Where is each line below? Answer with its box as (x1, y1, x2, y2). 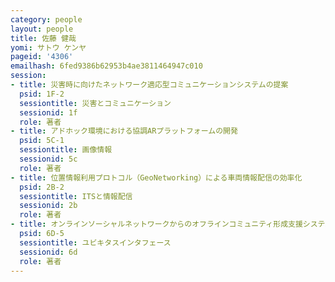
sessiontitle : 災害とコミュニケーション (19, 98, 172, 108)
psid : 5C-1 (19, 136, 65, 146)
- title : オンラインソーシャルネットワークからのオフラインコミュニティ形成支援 (10, 219, 303, 230)
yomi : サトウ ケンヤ (10, 42, 87, 53)
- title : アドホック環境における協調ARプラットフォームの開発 (10, 126, 238, 136)
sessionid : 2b (19, 201, 78, 211)
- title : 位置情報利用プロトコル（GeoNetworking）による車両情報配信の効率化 (10, 172, 303, 183)
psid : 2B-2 (19, 182, 65, 192)
